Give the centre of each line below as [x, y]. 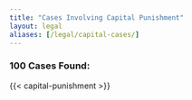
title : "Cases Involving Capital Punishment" [96, 18]
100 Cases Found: [50, 66]
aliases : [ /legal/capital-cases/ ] [75, 34]
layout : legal [36, 26]
